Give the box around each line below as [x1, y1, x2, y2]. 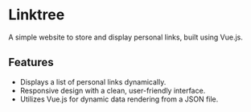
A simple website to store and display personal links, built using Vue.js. [8, 32, 244, 42]
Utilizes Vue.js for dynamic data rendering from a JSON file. [19, 94, 219, 104]
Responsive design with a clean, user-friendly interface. [19, 85, 206, 95]
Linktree [8, 6, 65, 24]
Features [8, 56, 54, 69]
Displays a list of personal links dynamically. [19, 77, 167, 86]
